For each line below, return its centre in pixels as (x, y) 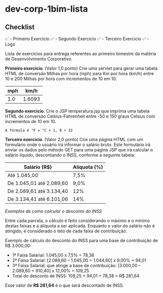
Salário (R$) (38, 167)
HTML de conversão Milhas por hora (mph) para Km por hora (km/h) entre (80, 73)
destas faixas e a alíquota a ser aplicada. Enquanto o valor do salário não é (80, 226)
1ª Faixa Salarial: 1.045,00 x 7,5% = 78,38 (53, 255)
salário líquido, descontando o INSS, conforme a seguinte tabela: (70, 155)
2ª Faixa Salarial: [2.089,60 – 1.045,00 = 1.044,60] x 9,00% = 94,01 (79, 260)
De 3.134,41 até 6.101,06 (38, 199)
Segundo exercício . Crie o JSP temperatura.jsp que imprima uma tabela (77, 111)
